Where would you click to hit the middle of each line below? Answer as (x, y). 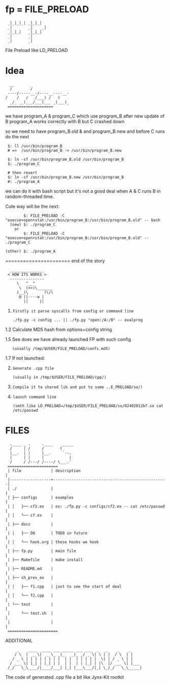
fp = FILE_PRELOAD (47, 9)
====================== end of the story (55, 261)
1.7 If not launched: (25, 358)
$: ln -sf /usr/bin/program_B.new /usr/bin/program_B (66, 177)
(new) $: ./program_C (33, 224)
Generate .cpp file (33, 368)
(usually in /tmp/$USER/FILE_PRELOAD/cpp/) (60, 377)
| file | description (44, 471)
